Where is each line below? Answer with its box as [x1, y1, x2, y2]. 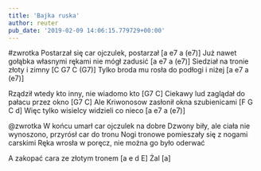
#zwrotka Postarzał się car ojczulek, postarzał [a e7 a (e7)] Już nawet [8, 49, 237, 58]
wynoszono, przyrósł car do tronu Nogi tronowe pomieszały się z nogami [8, 130, 248, 139]
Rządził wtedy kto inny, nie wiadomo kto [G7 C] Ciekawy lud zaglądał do [8, 89, 245, 99]
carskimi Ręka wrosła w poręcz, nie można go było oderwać [8, 138, 205, 148]
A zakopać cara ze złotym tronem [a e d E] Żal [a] [8, 154, 171, 163]
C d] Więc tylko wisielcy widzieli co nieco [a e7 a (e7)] [8, 106, 185, 115]
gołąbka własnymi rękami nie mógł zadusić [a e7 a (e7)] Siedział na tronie [8, 56, 249, 66]
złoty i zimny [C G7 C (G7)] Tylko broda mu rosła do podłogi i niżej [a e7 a [8, 65, 249, 75]
